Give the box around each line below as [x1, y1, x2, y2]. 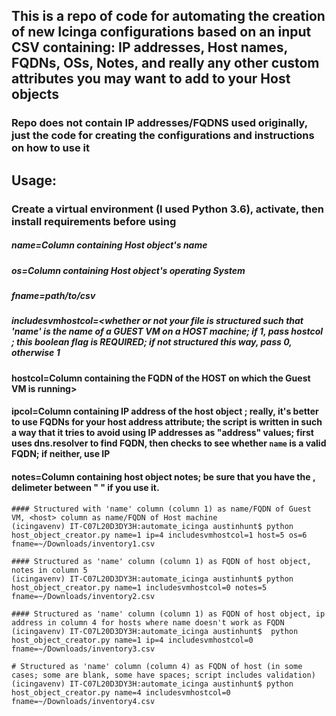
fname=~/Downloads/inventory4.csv [11, 696, 156, 706]
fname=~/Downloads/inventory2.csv [11, 591, 156, 601]
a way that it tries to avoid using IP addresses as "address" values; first [11, 427, 314, 439]
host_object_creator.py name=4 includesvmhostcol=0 [11, 687, 231, 698]
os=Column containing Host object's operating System [11, 264, 246, 276]
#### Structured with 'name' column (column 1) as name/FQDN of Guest [11, 504, 312, 514]
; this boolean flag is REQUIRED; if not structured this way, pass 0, [11, 336, 293, 348]
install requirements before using [11, 214, 177, 228]
